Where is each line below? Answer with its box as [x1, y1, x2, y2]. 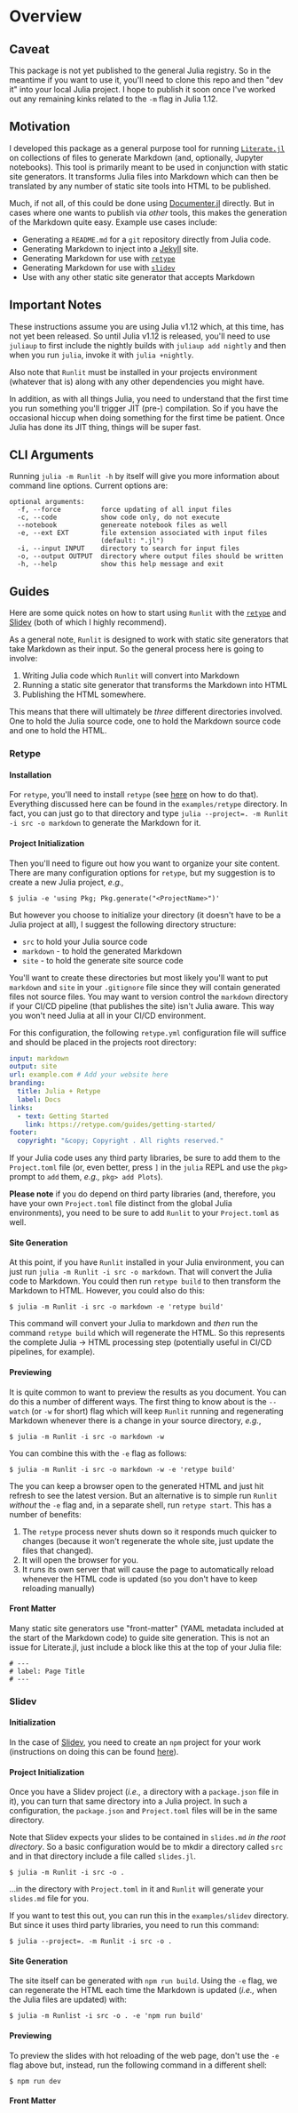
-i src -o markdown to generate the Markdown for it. [9, 818, 201, 828]
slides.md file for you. [9, 1893, 90, 1904]
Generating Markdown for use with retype [21, 252, 176, 263]
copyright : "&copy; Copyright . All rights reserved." [17, 1136, 224, 1146]
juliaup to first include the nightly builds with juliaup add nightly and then [9, 340, 286, 350]
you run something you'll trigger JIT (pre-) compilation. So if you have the [9, 403, 278, 413]
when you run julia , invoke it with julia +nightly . [9, 349, 194, 360]
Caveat [9, 42, 51, 57]
